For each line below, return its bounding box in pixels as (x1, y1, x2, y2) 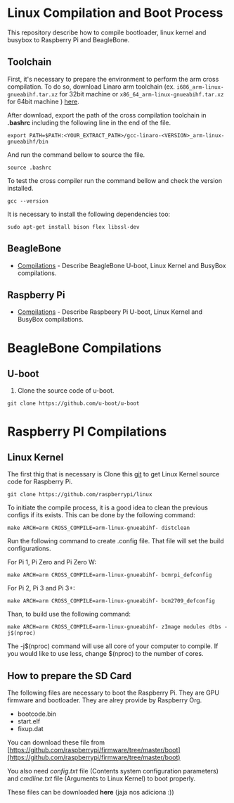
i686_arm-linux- (176, 83, 224, 91)
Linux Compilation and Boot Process (7, 5, 223, 21)
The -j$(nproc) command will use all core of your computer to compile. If (7, 642, 219, 650)
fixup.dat (17, 725, 44, 733)
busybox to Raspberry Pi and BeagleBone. (7, 35, 130, 44)
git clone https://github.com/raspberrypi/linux (7, 491, 152, 498)
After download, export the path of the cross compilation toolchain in (7, 110, 207, 119)
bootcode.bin (17, 709, 56, 719)
